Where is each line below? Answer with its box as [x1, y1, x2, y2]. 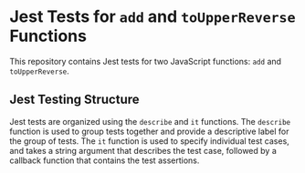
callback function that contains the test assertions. [9, 155, 200, 166]
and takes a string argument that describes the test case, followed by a [9, 145, 277, 156]
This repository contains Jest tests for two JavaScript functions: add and [9, 56, 281, 66]
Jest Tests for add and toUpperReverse [9, 6, 296, 27]
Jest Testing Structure [9, 92, 140, 107]
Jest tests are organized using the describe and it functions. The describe [9, 116, 290, 127]
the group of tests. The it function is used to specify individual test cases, [9, 135, 289, 147]
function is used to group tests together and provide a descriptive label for [9, 126, 289, 137]
